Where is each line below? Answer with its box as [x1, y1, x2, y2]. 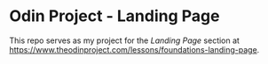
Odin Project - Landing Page [9, 6, 220, 26]
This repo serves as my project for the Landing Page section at [9, 35, 240, 46]
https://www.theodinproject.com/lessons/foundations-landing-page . [9, 44, 260, 54]
